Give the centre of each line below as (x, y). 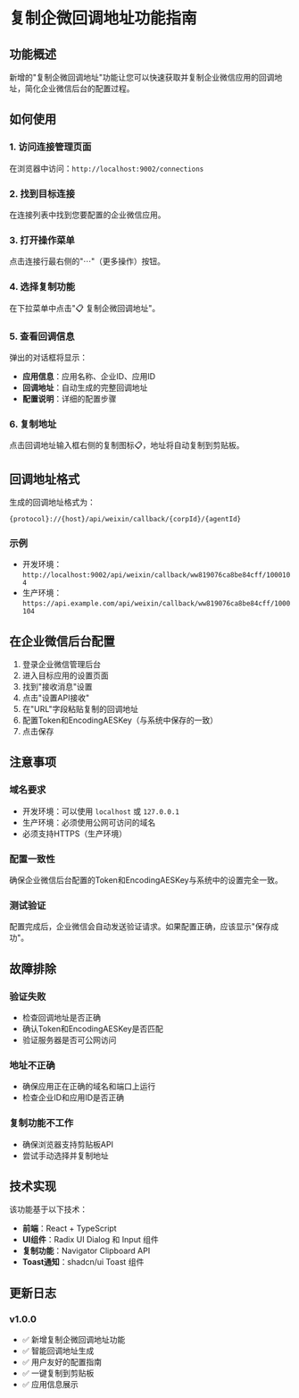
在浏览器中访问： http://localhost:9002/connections (107, 168)
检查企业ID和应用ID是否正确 (73, 1097)
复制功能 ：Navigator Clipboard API (86, 1251)
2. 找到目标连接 (42, 193)
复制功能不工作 (42, 1123)
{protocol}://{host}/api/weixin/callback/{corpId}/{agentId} (125, 519)
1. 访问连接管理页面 (50, 147)
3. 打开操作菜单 (42, 240)
